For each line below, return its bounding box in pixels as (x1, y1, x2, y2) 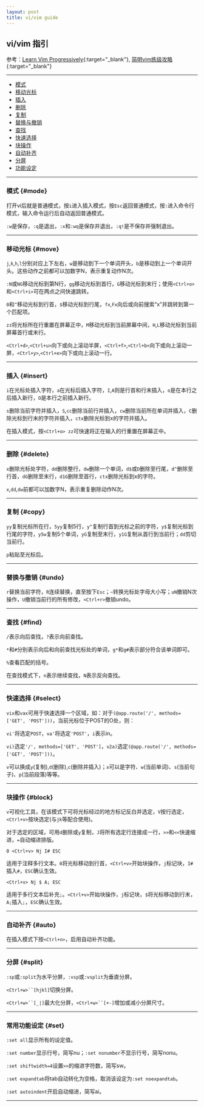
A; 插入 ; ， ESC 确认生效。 (6, 898, 66, 905)
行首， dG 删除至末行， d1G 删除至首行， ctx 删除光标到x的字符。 (6, 472, 159, 480)
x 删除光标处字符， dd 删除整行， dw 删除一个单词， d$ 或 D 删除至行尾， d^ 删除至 (6, 465, 193, 472)
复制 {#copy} (6, 508, 46, 516)
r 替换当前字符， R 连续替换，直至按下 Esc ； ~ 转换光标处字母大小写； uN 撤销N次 (6, 588, 197, 595)
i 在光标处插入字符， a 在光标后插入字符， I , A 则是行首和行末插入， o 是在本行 (6, 386, 192, 394)
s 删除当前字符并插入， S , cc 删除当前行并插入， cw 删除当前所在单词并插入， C (6, 407, 192, 414)
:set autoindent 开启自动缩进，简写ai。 (6, 1088, 105, 1095)
